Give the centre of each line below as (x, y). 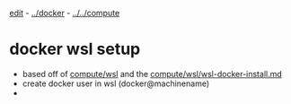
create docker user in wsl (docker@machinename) (116, 83)
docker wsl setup (75, 49)
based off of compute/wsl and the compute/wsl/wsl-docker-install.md (152, 74)
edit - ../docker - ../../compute (65, 13)
